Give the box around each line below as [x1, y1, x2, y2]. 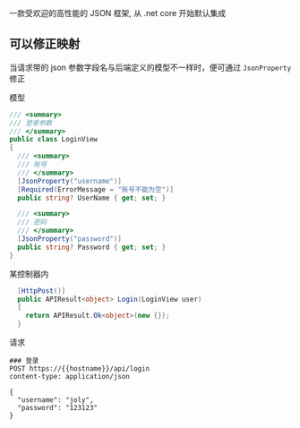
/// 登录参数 [9, 118, 53, 127]
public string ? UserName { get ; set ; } [17, 193, 167, 202]
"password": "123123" [17, 404, 99, 413]
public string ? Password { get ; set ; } [17, 243, 167, 252]
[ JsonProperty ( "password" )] [17, 235, 123, 244]
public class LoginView [9, 135, 99, 144]
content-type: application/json [9, 372, 130, 381]
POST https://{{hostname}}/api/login [9, 364, 150, 373]
